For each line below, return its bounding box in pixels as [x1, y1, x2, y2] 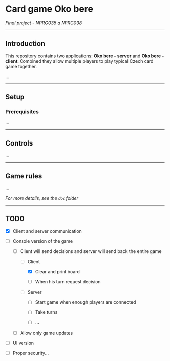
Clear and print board [35, 269, 80, 275]
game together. [5, 63, 37, 69]
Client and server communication [12, 228, 82, 234]
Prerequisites [5, 108, 39, 115]
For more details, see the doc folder [5, 195, 79, 201]
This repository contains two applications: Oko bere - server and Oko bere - [5, 53, 164, 59]
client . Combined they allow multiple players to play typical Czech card [5, 58, 154, 64]
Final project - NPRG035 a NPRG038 [5, 20, 82, 26]
